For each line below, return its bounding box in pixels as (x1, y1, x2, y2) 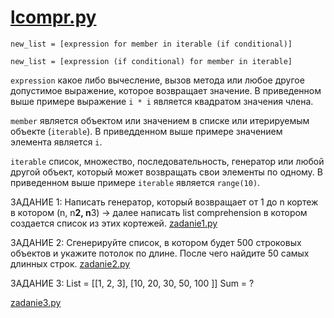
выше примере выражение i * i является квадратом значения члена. (10, 95, 314, 107)
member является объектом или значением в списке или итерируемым (10, 114, 310, 126)
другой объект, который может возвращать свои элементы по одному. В (10, 166, 324, 178)
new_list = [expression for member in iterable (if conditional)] (10, 39, 293, 49)
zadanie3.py (10, 296, 62, 308)
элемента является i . (10, 136, 103, 148)
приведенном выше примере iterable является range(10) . (10, 176, 261, 188)
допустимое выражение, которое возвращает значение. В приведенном (10, 84, 322, 96)
